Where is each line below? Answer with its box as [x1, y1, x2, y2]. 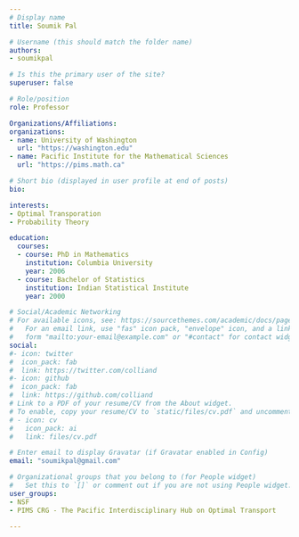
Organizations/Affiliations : [9, 119, 117, 128]
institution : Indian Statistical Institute [25, 283, 190, 293]
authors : [9, 45, 42, 54]
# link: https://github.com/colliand [9, 391, 153, 400]
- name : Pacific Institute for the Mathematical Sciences [9, 153, 229, 161]
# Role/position [9, 95, 69, 103]
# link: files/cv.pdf [9, 432, 98, 442]
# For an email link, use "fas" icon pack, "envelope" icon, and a [9, 325, 273, 334]
